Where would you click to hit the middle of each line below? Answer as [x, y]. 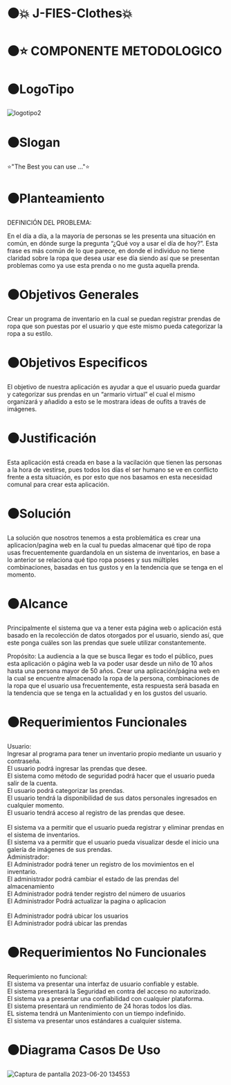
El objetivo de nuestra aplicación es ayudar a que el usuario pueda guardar [114, 387]
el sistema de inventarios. [44, 835]
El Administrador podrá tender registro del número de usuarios [96, 894]
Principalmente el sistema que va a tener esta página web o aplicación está [114, 628]
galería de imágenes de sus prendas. [60, 849]
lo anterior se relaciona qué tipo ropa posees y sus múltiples [93, 560]
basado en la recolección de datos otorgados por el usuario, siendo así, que [115, 635]
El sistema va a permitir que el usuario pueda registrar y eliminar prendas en [116, 827]
